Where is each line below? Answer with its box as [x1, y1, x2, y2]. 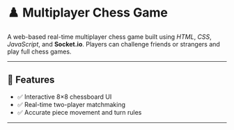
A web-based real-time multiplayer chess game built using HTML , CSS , [7, 32, 212, 41]
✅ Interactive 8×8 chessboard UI [17, 92, 112, 101]
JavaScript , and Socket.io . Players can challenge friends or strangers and [7, 40, 221, 48]
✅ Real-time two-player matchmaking [17, 100, 126, 108]
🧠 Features [7, 74, 55, 86]
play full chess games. [7, 47, 72, 56]
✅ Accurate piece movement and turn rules [17, 108, 142, 116]
